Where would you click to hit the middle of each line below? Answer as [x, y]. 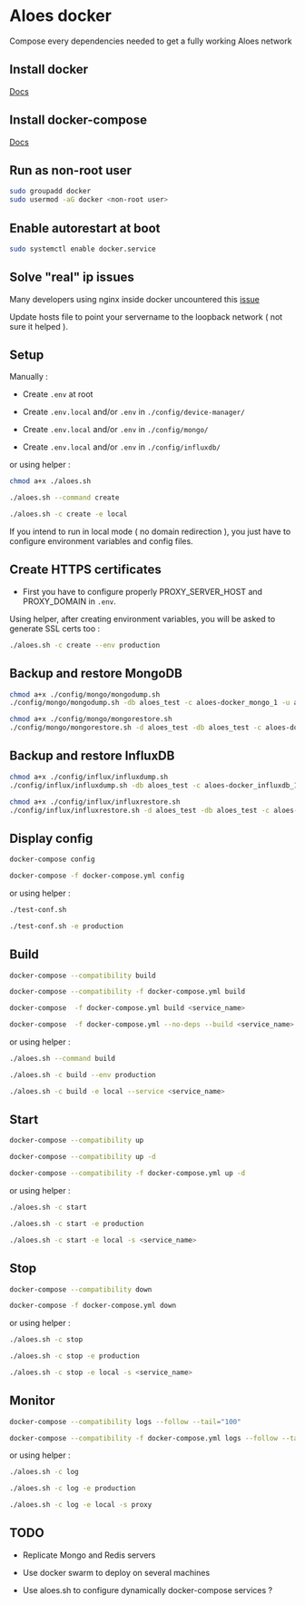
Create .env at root [58, 394]
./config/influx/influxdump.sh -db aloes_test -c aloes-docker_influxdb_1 [154, 785]
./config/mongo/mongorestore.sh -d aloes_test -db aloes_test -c [135, 728]
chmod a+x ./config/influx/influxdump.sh [89, 777]
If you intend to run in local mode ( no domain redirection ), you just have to [150, 531]
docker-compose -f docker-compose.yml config [97, 876]
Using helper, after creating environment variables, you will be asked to [143, 619]
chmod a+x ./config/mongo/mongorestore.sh [91, 719]
